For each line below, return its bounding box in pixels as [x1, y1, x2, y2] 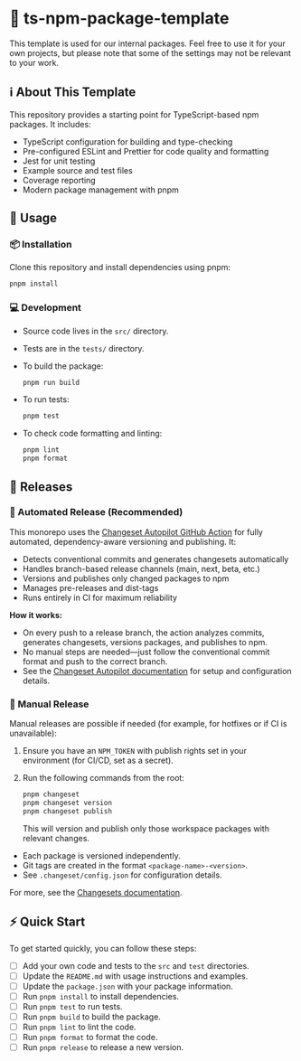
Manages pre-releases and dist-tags [22, 582, 159, 593]
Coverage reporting [22, 174, 97, 185]
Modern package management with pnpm [22, 184, 179, 195]
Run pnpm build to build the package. [22, 1011, 161, 1022]
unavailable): [9, 728, 57, 739]
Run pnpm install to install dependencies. [22, 991, 179, 1001]
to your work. [9, 57, 60, 68]
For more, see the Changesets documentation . [9, 887, 183, 897]
